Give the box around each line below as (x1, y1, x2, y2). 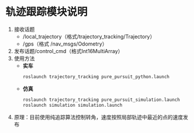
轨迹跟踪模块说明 (5, 5, 88, 19)
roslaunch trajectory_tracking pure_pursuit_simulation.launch (22, 97, 181, 103)
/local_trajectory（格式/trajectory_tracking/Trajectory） (22, 33, 155, 40)
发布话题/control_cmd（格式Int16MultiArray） (13, 47, 123, 54)
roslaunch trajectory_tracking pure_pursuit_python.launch (22, 73, 170, 79)
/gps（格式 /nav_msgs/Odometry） (22, 40, 108, 47)
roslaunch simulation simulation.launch (22, 102, 123, 108)
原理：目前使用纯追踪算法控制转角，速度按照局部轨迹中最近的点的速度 (13, 113, 183, 120)
